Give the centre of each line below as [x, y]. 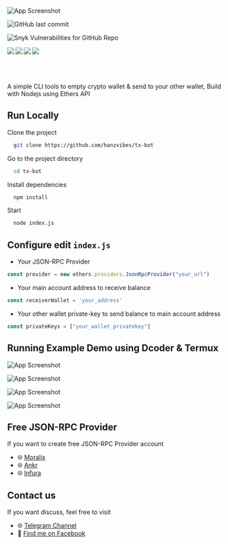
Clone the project [32, 132]
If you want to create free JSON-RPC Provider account [85, 444]
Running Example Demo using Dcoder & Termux [113, 348]
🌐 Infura [29, 473]
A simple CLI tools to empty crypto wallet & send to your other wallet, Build [114, 86]
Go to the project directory [45, 158]
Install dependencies [37, 184]
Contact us [32, 495]
